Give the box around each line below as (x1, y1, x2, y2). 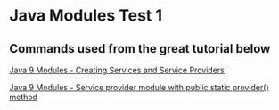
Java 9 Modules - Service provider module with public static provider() (9, 82, 269, 92)
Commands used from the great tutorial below (9, 41, 271, 56)
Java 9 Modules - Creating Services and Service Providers (9, 64, 225, 75)
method (9, 91, 38, 102)
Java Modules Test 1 (9, 5, 163, 26)
